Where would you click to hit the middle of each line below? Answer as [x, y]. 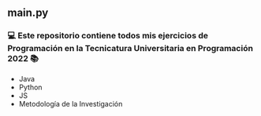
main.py [28, 13]
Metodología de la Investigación [71, 103]
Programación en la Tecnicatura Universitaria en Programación [130, 49]
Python [30, 87]
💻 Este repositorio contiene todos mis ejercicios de [108, 36]
